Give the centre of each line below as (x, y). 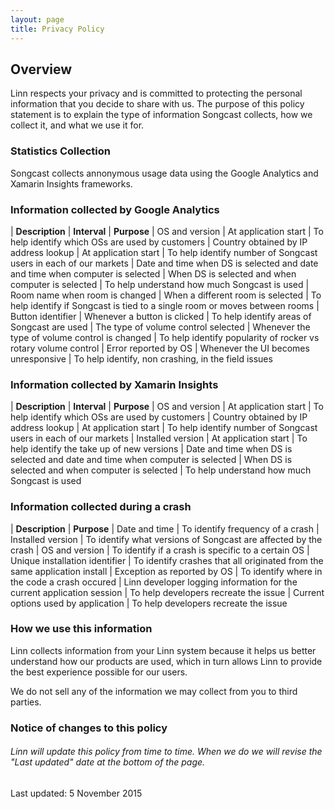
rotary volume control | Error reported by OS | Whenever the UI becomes (160, 348)
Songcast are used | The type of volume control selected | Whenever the (160, 327)
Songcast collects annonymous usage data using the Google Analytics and (164, 173)
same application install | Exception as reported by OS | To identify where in (166, 571)
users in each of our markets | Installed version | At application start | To (159, 438)
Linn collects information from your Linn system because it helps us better (163, 650)
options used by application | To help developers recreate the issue (149, 603)
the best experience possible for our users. (99, 672)
